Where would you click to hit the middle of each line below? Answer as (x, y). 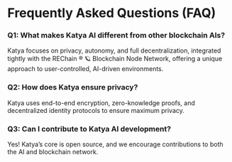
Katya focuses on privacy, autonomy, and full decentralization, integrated (114, 50)
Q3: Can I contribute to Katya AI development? (89, 129)
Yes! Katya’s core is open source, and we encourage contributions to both (115, 144)
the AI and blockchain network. (53, 152)
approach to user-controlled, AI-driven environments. (85, 69)
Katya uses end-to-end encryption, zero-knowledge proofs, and (101, 103)
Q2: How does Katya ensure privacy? (73, 87)
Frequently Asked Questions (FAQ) (112, 13)
